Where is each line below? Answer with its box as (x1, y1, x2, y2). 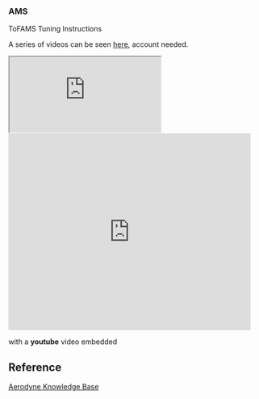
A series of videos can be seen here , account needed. (8, 40, 189, 49)
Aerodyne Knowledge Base (8, 382, 99, 392)
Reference (8, 360, 62, 374)
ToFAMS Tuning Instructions (8, 24, 102, 34)
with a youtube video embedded (8, 337, 118, 346)
